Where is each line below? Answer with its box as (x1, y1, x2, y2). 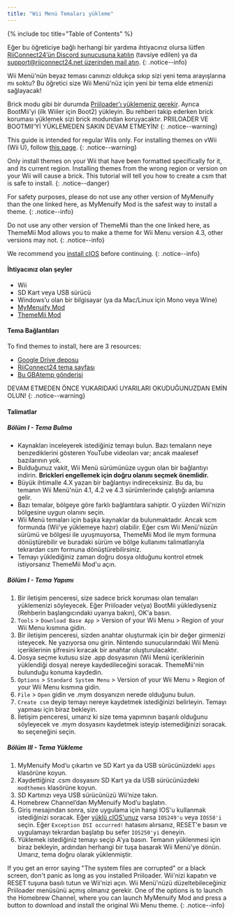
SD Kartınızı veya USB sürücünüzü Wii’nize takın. (17, 791, 159, 799)
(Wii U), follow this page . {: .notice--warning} (7, 143, 138, 151)
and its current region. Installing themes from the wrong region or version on (7, 164, 227, 172)
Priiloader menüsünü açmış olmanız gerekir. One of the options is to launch (7, 886, 224, 894)
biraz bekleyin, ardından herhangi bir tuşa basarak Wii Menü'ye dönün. (17, 843, 221, 851)
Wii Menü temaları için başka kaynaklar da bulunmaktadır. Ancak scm (17, 515, 217, 524)
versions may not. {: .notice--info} (7, 236, 105, 244)
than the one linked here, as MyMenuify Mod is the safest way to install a (7, 200, 218, 208)
